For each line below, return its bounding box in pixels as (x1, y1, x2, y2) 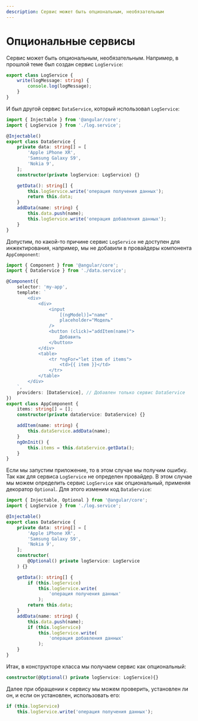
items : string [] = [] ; (17, 406, 73, 412)
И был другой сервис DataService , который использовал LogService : (6, 105, 180, 112)
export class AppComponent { (6, 401, 79, 407)
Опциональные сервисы (6, 34, 135, 48)
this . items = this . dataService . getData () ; (27, 444, 135, 451)
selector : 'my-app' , (17, 284, 68, 290)
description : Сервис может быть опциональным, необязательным (6, 8, 164, 15)
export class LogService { (6, 72, 73, 78)
